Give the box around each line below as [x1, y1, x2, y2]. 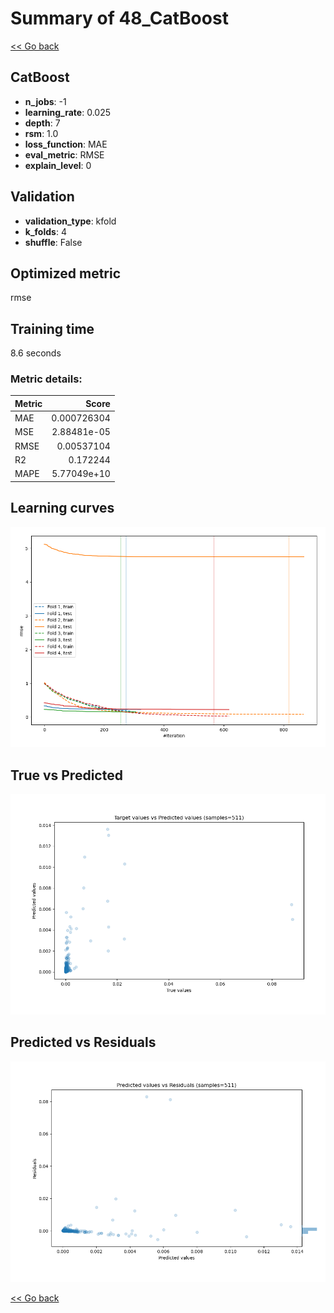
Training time [10, 320, 95, 337]
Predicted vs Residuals [10, 1034, 157, 1051]
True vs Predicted [10, 767, 123, 784]
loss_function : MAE [24, 138, 108, 150]
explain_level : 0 [24, 159, 92, 171]
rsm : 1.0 [24, 127, 59, 139]
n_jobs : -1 [24, 95, 67, 107]
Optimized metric [10, 265, 122, 282]
